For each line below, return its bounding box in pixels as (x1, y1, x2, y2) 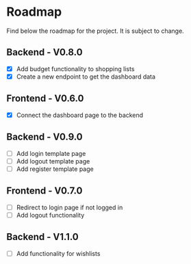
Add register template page (16, 165, 94, 173)
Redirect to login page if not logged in (16, 203, 123, 211)
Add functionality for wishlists (16, 249, 101, 257)
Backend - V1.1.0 (6, 231, 79, 243)
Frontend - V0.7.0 (6, 185, 83, 197)
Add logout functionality (16, 211, 85, 219)
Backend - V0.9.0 (6, 131, 83, 143)
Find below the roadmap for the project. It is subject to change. (6, 27, 184, 35)
